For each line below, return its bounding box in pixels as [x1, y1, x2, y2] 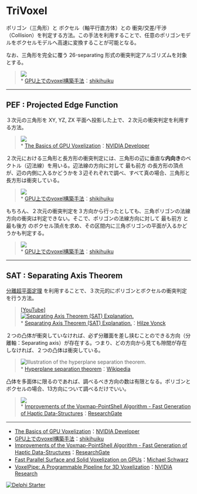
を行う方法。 [6, 294, 37, 301]
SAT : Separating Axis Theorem [6, 271, 123, 281]
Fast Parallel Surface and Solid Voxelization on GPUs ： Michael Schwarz [14, 456, 189, 463]
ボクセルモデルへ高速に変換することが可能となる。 [16, 39, 140, 46]
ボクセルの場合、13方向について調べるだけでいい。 [6, 385, 130, 392]
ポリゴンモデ [159, 31, 191, 39]
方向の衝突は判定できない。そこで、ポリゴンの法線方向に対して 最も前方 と [6, 214, 189, 221]
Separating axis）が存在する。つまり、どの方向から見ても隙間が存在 [21, 339, 187, 346]
